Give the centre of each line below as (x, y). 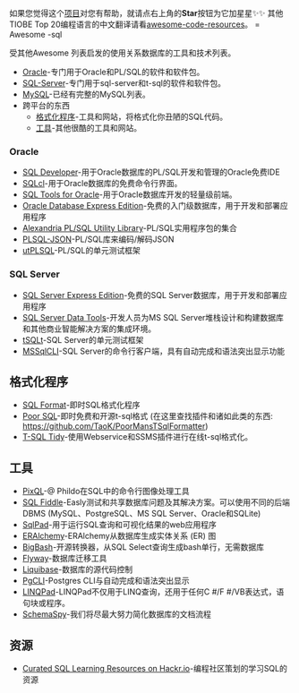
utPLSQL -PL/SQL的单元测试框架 (81, 251)
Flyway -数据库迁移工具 (64, 559)
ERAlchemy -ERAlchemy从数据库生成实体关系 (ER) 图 (119, 536)
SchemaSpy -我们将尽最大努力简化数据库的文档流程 (117, 614)
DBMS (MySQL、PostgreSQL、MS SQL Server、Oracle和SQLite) (141, 514)
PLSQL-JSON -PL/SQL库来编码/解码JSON (98, 239)
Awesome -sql (36, 34)
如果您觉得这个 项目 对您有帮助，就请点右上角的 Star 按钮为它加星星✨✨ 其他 (146, 13)
